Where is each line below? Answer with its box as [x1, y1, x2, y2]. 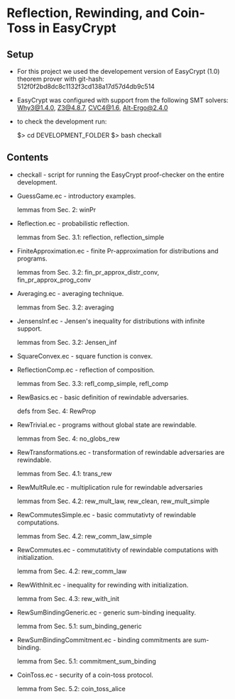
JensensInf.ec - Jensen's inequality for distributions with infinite [16, 317, 205, 325]
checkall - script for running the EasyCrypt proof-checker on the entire [16, 170, 224, 179]
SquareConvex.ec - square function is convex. [16, 351, 153, 360]
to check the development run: [16, 117, 107, 126]
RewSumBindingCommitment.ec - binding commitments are [16, 635, 192, 644]
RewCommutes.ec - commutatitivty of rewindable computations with [16, 545, 219, 554]
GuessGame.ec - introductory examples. [16, 192, 136, 200]
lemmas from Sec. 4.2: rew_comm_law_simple [16, 532, 152, 540]
